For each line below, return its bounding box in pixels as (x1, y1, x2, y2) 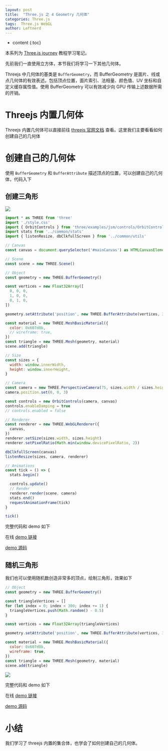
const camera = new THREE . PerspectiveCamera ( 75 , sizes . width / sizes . (5, 385, 155, 390)
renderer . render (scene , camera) (9, 491, 77, 496)
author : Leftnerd (5, 26, 41, 31)
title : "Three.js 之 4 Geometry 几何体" (5, 12, 90, 17)
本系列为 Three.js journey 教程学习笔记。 (5, 50, 89, 56)
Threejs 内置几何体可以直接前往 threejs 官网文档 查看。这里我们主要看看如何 (5, 127, 162, 133)
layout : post (5, 7, 32, 13)
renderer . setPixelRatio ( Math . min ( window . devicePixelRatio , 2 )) (5, 440, 140, 445)
